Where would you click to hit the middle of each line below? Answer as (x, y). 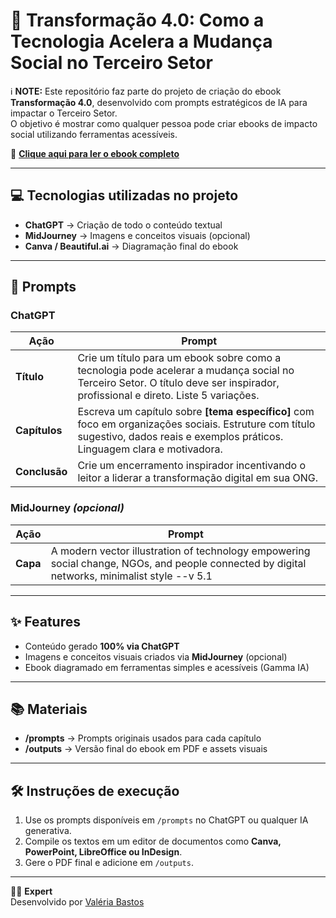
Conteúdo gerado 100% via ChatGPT (102, 646)
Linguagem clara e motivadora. (150, 449)
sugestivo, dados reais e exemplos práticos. (180, 437)
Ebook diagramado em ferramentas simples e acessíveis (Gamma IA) (167, 667)
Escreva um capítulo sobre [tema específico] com (196, 412)
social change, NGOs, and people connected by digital (178, 563)
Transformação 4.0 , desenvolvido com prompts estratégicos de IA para (159, 102)
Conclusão (41, 472)
